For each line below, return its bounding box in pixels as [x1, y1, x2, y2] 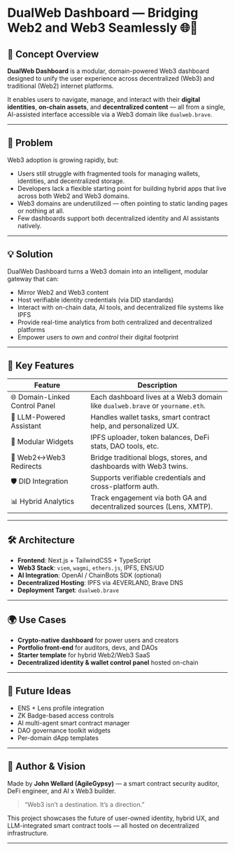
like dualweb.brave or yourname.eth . [90, 401, 206, 411]
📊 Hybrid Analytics [10, 496, 75, 506]
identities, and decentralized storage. [17, 177, 125, 185]
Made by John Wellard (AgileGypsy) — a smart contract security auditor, [7, 779, 220, 787]
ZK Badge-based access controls [17, 711, 114, 720]
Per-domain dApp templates [17, 733, 99, 742]
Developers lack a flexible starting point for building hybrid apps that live [17, 184, 227, 192]
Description [137, 380, 178, 390]
